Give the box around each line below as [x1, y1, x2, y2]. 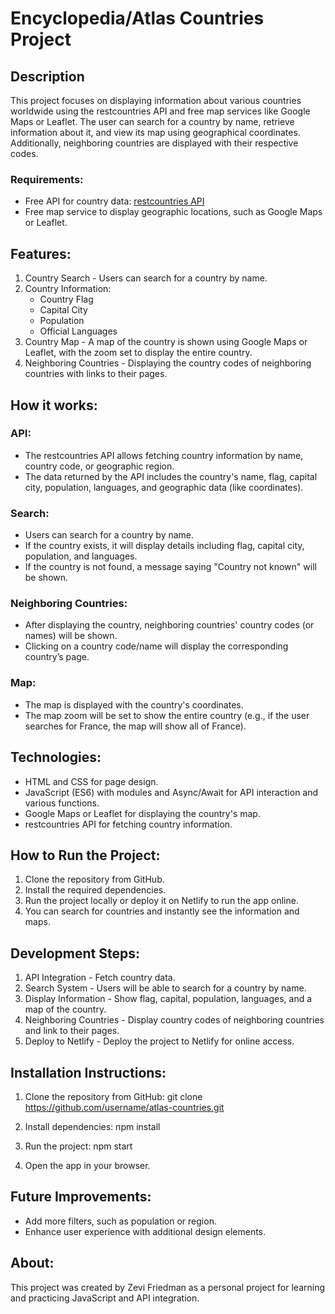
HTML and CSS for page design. [24, 775, 159, 787]
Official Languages [39, 325, 118, 337]
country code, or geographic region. [24, 460, 175, 472]
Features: [10, 245, 72, 262]
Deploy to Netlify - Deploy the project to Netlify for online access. [24, 1035, 295, 1047]
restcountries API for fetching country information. [24, 818, 233, 830]
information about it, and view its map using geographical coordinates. [10, 127, 301, 138]
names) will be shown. [24, 630, 118, 642]
